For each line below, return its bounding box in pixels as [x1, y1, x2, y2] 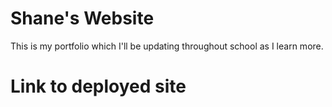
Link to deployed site [10, 75, 187, 98]
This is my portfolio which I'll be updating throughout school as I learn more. [10, 40, 324, 52]
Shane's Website [10, 7, 155, 30]
